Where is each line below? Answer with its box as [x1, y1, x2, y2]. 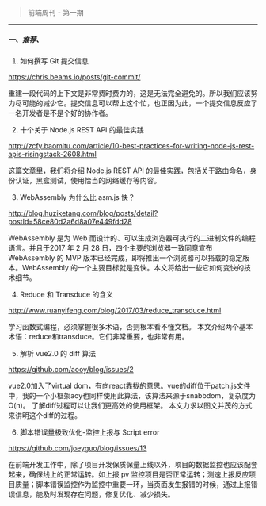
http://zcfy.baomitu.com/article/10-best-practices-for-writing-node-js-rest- [8, 140, 255, 150]
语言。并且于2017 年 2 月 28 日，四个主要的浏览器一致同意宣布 [8, 243, 213, 252]
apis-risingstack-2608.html [8, 149, 97, 159]
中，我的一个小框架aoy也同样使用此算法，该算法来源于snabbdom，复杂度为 [8, 390, 256, 400]
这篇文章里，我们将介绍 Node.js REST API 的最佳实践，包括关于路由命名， [8, 166, 250, 175]
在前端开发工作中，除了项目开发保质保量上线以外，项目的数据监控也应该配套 [8, 459, 258, 469]
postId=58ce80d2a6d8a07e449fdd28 [8, 217, 132, 226]
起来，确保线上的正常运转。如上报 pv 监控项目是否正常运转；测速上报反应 [8, 470, 249, 479]
